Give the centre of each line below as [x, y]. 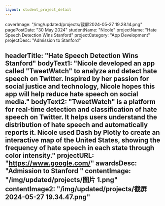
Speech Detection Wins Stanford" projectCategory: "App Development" [78, 35]
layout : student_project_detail [38, 10]
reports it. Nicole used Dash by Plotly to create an [82, 132]
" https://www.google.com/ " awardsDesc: [71, 163]
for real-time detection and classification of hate [81, 109]
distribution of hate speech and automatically [77, 125]
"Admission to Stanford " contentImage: [68, 171]
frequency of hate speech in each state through [80, 148]
